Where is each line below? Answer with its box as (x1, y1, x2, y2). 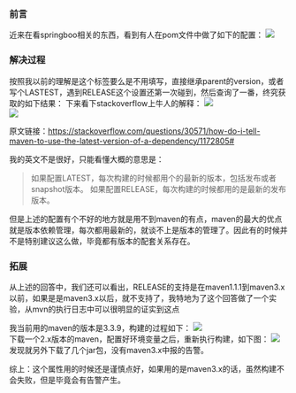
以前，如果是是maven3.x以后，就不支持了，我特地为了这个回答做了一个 (9, 292, 269, 303)
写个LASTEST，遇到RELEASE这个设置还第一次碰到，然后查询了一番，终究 (9, 87, 278, 97)
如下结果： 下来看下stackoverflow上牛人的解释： (24, 97, 202, 108)
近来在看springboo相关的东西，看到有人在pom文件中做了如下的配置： (9, 29, 264, 41)
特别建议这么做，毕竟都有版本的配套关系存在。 (24, 235, 195, 246)
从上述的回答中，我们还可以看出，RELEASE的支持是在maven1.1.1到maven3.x (9, 281, 285, 292)
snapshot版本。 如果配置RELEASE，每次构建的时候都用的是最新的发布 (30, 183, 287, 194)
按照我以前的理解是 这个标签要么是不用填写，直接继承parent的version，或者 (9, 75, 285, 86)
